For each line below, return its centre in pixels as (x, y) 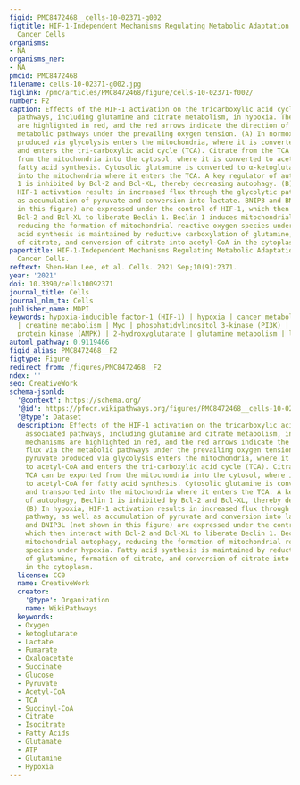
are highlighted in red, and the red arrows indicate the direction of (154, 126)
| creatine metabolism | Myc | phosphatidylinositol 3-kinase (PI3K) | (154, 326)
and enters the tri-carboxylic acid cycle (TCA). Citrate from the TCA (154, 150)
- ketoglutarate (47, 633)
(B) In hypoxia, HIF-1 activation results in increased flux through (158, 508)
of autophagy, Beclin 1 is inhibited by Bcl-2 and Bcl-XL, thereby (153, 500)
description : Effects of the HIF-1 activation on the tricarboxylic (147, 425)
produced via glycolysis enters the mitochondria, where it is (137, 142)
